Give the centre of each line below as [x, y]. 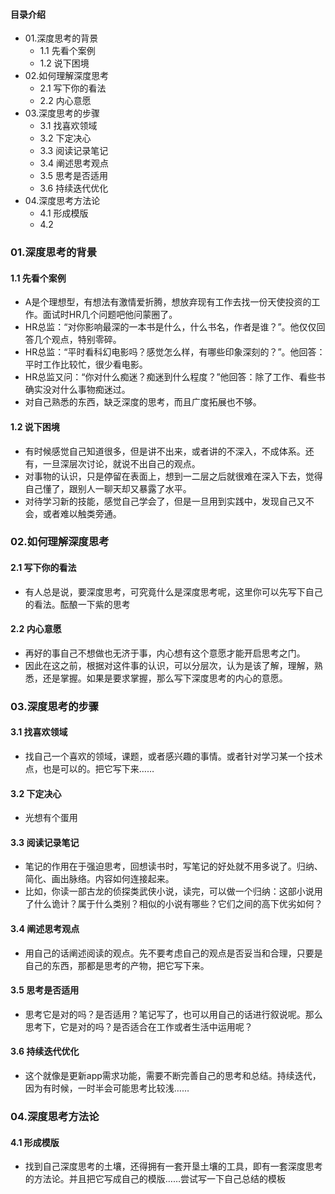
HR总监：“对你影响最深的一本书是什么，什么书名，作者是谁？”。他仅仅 [170, 327]
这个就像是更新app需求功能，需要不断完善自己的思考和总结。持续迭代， [173, 1075]
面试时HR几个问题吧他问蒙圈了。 [110, 315]
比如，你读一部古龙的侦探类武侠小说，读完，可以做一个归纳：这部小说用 [173, 891]
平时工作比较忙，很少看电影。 [86, 365]
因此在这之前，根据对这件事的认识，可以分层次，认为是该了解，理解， [169, 665]
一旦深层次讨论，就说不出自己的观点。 [121, 463]
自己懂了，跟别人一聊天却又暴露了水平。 [108, 488]
